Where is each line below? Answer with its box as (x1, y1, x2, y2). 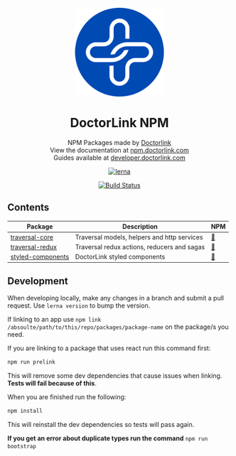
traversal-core (10, 232, 53, 241)
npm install (7, 408, 43, 415)
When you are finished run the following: (7, 393, 127, 401)
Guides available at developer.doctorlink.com (53, 153, 186, 162)
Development (7, 275, 69, 287)
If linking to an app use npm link (7, 315, 102, 324)
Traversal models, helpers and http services (75, 232, 203, 241)
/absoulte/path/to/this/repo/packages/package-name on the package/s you (7, 322, 229, 331)
